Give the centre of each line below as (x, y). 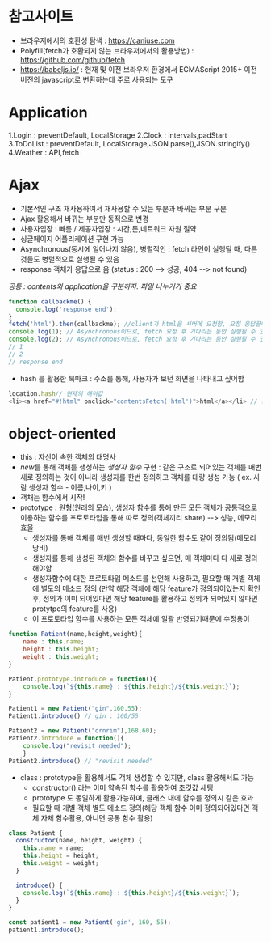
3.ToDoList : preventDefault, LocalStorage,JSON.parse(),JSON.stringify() (129, 143)
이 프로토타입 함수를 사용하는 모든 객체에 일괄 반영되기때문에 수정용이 (141, 619)
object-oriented (63, 433)
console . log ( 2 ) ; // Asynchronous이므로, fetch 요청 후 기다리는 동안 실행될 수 (132, 339)
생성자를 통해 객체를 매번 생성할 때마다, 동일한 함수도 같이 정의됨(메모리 (144, 538)
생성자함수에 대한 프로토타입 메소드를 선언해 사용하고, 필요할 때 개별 (139, 579)
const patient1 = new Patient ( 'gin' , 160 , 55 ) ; (90, 923)
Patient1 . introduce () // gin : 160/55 (73, 716)
